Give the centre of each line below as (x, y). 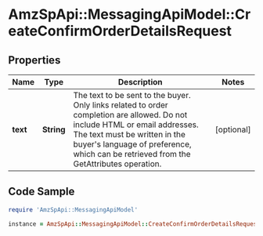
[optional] (233, 129)
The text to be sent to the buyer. (132, 95)
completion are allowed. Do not (130, 115)
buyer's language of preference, (132, 144)
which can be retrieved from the (132, 154)
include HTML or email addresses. (136, 125)
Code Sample (41, 192)
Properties (34, 60)
